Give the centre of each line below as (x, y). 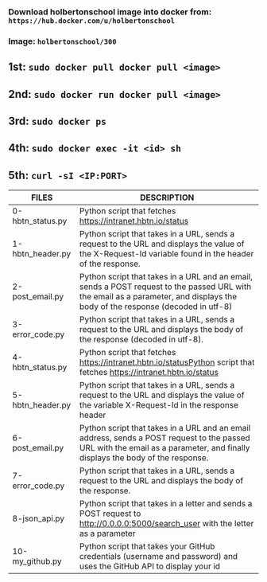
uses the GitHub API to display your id (150, 566)
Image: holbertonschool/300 (62, 41)
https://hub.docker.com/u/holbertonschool (91, 21)
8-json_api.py (39, 518)
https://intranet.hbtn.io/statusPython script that (167, 362)
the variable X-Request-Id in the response (159, 405)
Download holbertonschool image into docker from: (110, 12)
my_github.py (37, 561)
